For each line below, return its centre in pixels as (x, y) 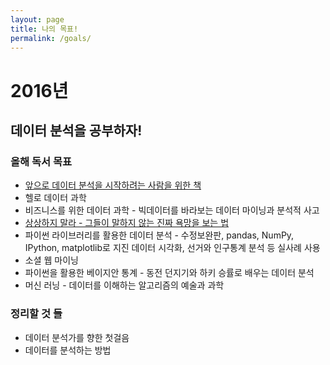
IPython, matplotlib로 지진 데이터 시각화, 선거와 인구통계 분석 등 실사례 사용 (172, 248)
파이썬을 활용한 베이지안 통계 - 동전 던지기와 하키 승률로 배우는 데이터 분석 (169, 273)
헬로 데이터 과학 (55, 198)
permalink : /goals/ (51, 38)
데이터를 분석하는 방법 (68, 350)
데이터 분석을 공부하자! (76, 130)
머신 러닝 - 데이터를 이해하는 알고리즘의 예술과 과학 (124, 285)
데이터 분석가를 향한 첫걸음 (77, 337)
